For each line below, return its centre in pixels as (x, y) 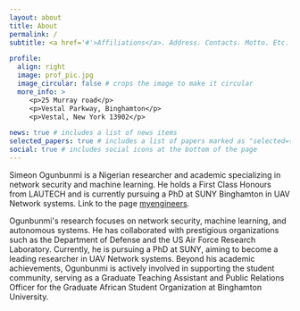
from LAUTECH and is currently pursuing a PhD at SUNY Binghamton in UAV (150, 194)
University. (29, 297)
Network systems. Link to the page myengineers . (100, 203)
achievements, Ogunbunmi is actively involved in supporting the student (142, 268)
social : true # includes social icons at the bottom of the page (133, 150)
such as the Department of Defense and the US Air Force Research (133, 240)
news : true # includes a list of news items (93, 133)
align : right (42, 67)
